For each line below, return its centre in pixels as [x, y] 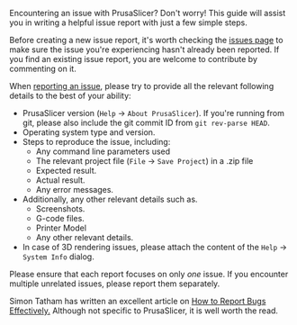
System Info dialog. [58, 257]
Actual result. [60, 180]
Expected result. [66, 171]
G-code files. [60, 218]
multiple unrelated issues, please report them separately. [115, 284]
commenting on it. [43, 68]
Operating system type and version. [89, 132]
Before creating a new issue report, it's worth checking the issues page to [146, 40]
